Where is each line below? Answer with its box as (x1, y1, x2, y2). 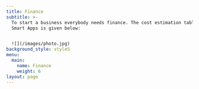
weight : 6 (17, 68, 41, 74)
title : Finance (6, 8, 44, 15)
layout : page (6, 74, 38, 80)
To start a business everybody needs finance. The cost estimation (11, 19, 182, 25)
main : (11, 57, 25, 63)
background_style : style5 (6, 47, 70, 52)
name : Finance (17, 62, 52, 68)
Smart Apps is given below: (11, 25, 81, 31)
